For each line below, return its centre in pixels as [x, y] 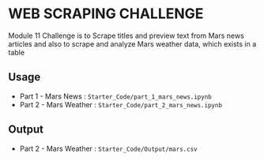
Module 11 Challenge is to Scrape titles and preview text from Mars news [126, 36]
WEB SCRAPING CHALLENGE [106, 14]
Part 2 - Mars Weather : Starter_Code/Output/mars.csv [108, 148]
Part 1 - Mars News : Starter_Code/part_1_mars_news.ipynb [115, 96]
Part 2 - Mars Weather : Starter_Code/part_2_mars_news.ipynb [121, 104]
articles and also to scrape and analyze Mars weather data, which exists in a [132, 43]
